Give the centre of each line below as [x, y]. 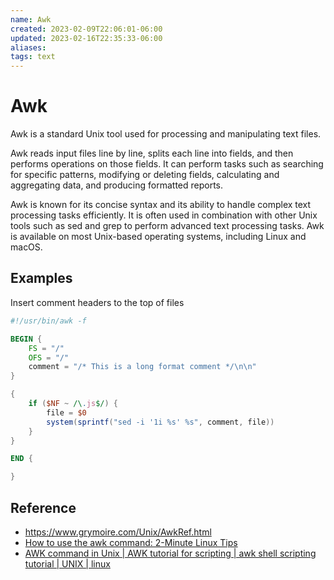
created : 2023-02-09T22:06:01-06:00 [86, 29]
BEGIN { [26, 339]
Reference [43, 507]
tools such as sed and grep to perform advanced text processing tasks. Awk [167, 226]
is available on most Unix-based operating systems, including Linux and [158, 237]
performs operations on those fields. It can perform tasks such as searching [167, 164]
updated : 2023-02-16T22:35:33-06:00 [86, 38]
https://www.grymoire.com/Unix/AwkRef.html [118, 532]
